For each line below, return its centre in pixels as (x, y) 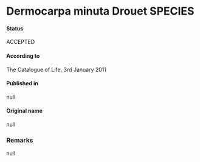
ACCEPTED (21, 42)
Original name (24, 111)
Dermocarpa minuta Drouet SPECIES (100, 11)
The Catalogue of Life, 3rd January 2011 (56, 69)
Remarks (20, 140)
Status (15, 28)
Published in (22, 83)
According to (23, 55)
